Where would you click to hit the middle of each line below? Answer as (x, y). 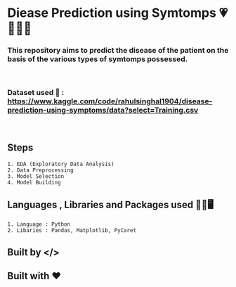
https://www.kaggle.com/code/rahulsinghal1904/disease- (110, 101)
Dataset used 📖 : (36, 93)
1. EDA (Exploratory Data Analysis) (61, 164)
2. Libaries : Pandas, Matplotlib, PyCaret (72, 231)
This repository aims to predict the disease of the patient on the (118, 51)
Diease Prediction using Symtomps (112, 13)
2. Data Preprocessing (40, 170)
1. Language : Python (39, 224)
